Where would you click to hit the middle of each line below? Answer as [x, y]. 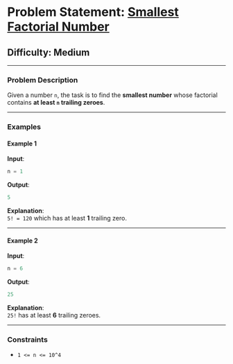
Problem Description [43, 80]
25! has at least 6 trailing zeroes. [54, 315]
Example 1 [22, 144]
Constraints [28, 340]
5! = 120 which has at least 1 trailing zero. [67, 218]
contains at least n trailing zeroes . [56, 103]
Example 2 [23, 241]
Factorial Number [58, 27]
